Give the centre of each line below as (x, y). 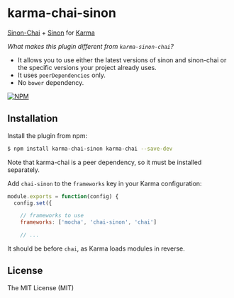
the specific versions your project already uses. (87, 67)
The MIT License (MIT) (41, 287)
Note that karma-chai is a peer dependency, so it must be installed (105, 162)
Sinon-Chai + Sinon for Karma (51, 33)
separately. (24, 170)
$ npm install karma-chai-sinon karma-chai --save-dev (90, 149)
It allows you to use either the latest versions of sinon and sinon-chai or (122, 60)
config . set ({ (33, 203)
